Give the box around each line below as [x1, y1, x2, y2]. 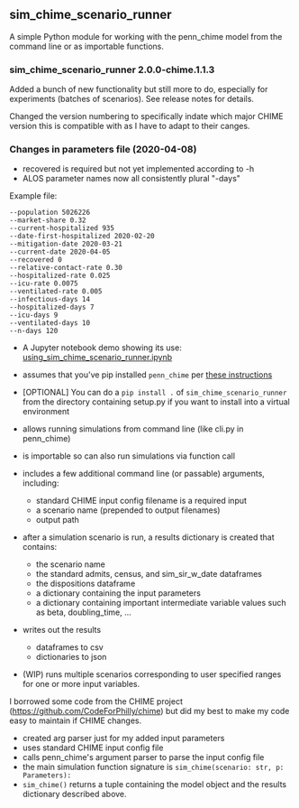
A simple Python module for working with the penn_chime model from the [9, 31, 283, 42]
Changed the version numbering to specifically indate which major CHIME [9, 111, 284, 122]
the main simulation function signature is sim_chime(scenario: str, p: [22, 762, 285, 773]
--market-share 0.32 [9, 216, 87, 225]
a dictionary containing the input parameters [35, 588, 201, 599]
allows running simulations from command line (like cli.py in [22, 423, 244, 434]
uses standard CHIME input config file [22, 742, 164, 753]
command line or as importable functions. [9, 41, 164, 51]
